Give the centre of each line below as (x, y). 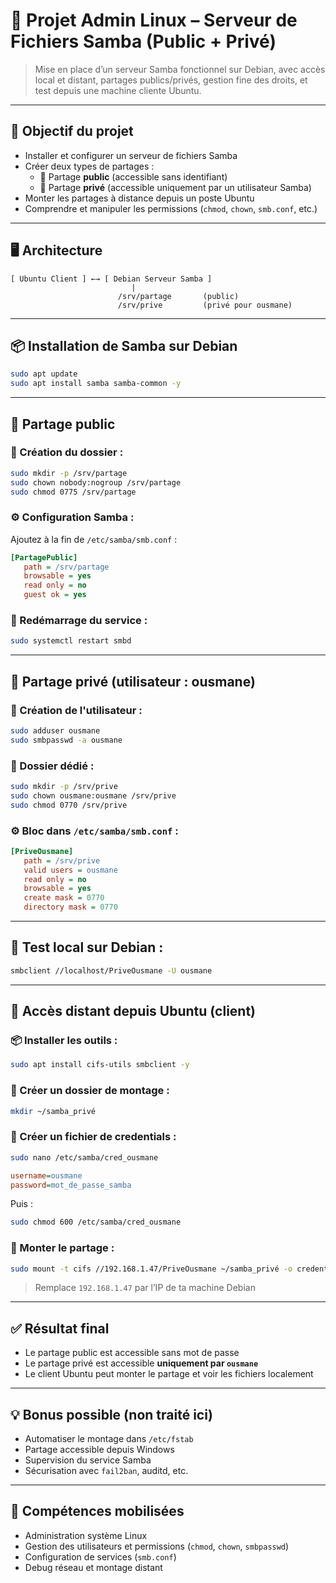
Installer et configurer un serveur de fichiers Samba (131, 155)
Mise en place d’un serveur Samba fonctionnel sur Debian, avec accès (180, 69)
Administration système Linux (86, 1535)
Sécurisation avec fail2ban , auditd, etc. (106, 1471)
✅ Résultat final (60, 1328)
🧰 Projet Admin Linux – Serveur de (154, 20)
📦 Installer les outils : (64, 1041)
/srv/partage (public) (178, 296)
